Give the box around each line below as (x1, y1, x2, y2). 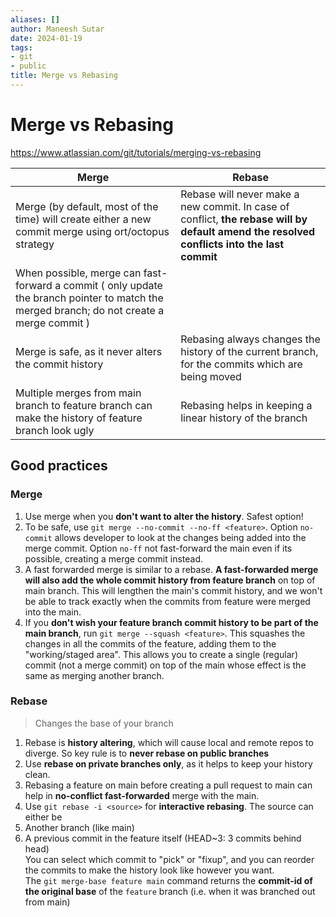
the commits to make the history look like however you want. (24, 864, 275, 876)
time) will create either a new (15, 212, 152, 226)
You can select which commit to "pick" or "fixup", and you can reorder (24, 853, 315, 865)
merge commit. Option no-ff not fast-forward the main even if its (24, 542, 293, 554)
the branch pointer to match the (15, 291, 164, 305)
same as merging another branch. (24, 669, 165, 681)
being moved (180, 369, 242, 383)
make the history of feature (15, 411, 143, 425)
